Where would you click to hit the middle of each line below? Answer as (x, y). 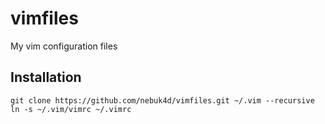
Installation (46, 77)
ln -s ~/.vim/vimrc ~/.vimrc (71, 109)
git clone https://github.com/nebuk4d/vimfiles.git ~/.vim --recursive (162, 100)
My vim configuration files (64, 46)
